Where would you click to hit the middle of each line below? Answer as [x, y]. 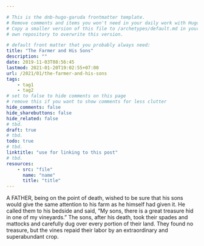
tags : [13, 79]
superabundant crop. [32, 237]
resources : [20, 164]
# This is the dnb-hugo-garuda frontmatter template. [76, 17]
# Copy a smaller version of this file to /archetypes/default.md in [96, 29]
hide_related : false [32, 118]
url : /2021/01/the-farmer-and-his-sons [57, 73]
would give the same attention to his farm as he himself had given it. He [96, 205]
